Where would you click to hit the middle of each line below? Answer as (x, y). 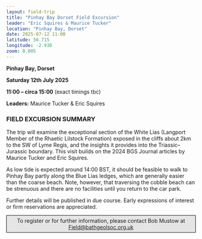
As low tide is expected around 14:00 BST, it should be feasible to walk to (97, 170)
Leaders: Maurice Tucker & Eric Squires (56, 103)
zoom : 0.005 (21, 51)
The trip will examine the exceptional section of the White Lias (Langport (96, 132)
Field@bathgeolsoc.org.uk (101, 228)
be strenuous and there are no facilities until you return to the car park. (94, 189)
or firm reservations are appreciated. (52, 207)
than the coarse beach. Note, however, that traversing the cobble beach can (101, 182)
